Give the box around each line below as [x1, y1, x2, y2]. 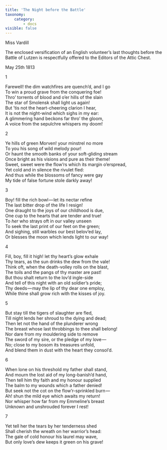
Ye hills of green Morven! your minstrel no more [5, 140, 103, 146]
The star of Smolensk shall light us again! [5, 99, 90, 105]
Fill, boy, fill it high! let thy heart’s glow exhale [5, 253, 98, 259]
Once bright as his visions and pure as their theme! [5, 156, 110, 162]
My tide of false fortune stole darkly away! [5, 177, 92, 183]
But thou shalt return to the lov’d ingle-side [5, 274, 93, 280]
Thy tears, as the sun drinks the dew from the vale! [5, 258, 110, 265]
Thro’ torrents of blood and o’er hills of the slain [5, 94, 103, 100]
